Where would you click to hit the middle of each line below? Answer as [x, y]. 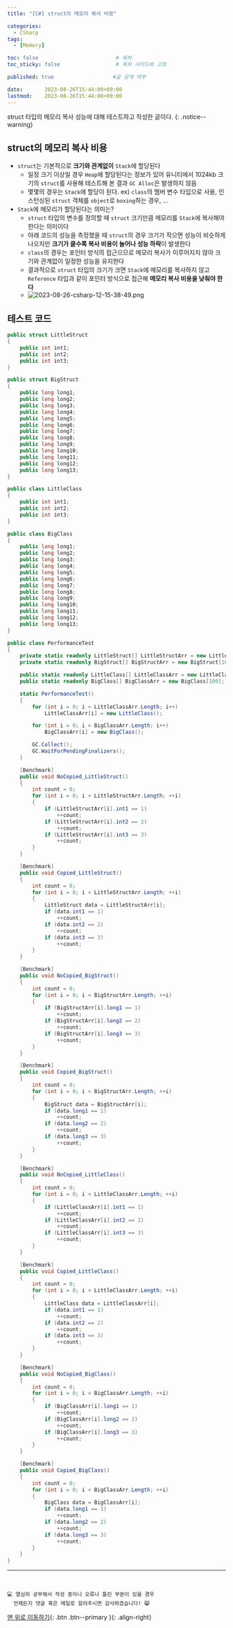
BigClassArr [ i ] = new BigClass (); [94, 732]
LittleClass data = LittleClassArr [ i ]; [102, 1303]
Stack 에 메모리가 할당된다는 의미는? [66, 209]
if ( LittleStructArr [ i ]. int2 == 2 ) [96, 822]
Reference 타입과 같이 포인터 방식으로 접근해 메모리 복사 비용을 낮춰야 [122, 279]
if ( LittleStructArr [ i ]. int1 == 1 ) [96, 809]
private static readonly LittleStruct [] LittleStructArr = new [113, 656]
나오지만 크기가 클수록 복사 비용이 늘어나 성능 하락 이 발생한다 [109, 244]
